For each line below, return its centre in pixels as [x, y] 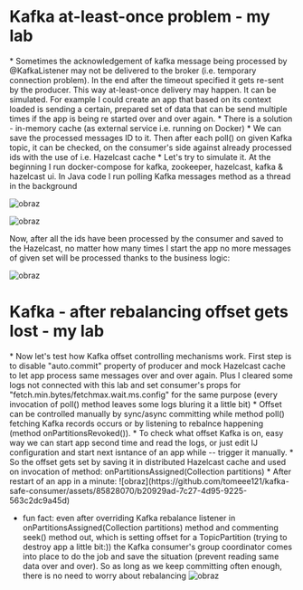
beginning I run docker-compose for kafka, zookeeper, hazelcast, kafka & [146, 167]
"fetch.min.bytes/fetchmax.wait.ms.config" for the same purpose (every [144, 395]
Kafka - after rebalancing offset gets [149, 312]
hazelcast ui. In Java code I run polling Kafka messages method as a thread [150, 176]
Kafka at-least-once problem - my [140, 17]
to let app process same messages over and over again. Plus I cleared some [151, 375]
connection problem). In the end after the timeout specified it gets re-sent [147, 80]
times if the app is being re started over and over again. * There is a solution [151, 119]
